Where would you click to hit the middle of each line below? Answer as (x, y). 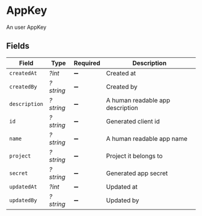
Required (87, 63)
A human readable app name (147, 138)
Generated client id (133, 121)
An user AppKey (26, 27)
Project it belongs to (134, 156)
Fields (18, 46)
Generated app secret (137, 173)
